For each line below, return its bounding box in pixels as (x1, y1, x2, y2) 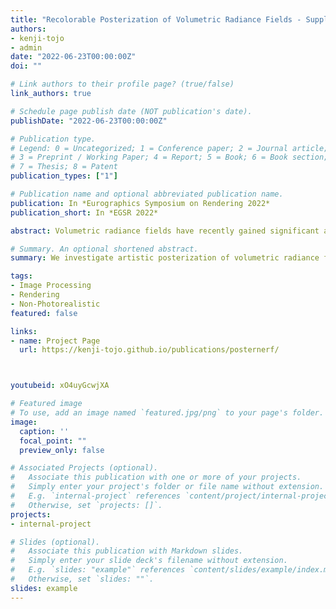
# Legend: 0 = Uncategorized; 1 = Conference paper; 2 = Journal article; (10, 143, 329, 153)
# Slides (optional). (10, 537, 101, 547)
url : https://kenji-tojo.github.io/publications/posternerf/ (19, 345, 280, 355)
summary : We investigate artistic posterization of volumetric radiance (10, 253, 320, 263)
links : (10, 326, 38, 336)
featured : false (10, 308, 78, 318)
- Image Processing (10, 281, 92, 291)
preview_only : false (19, 445, 105, 455)
